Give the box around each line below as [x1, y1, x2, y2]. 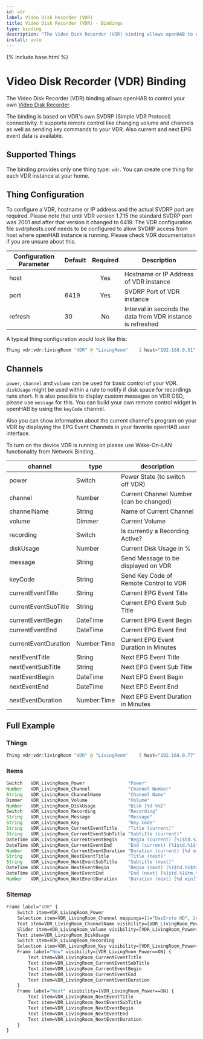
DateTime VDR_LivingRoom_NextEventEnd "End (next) [6, 870, 158, 876]
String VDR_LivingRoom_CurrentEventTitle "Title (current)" [6, 826, 174, 832]
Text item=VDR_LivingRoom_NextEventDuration [28, 1016, 142, 1022]
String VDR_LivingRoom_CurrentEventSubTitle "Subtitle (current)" [6, 830, 182, 837]
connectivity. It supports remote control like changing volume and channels [6, 119, 194, 126]
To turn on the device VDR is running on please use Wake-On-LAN [6, 442, 172, 449]
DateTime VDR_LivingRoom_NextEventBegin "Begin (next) [6, 865, 164, 871]
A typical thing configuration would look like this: [6, 335, 127, 342]
